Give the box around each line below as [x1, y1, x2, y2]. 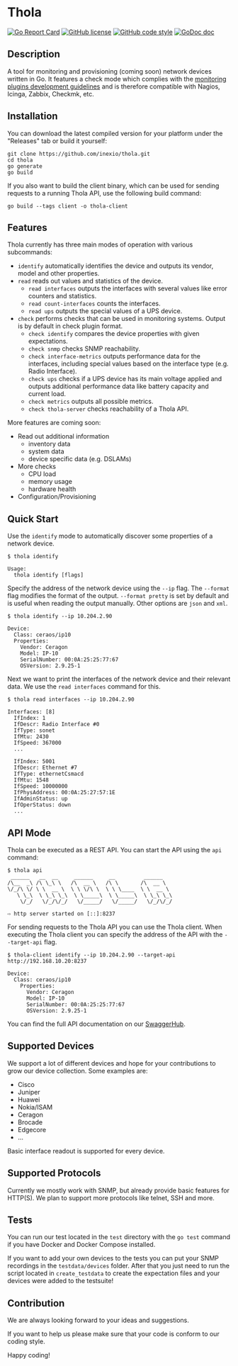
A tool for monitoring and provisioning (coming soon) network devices [7, 67, 212, 75]
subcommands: [7, 248, 53, 256]
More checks [17, 462, 57, 471]
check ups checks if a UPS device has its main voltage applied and [28, 375, 222, 383]
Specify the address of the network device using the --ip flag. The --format [7, 584, 230, 592]
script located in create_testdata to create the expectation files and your [7, 1269, 220, 1277]
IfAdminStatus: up [13, 795, 69, 803]
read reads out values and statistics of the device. [17, 277, 164, 286]
